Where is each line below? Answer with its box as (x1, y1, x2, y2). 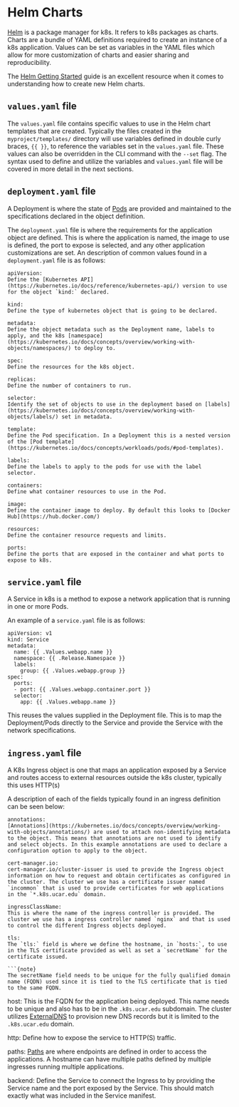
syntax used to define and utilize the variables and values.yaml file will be (7, 157, 223, 165)
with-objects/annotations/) (7, 828, 91, 836)
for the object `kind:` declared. (7, 288, 110, 296)
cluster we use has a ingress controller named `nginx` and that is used (7, 916, 231, 923)
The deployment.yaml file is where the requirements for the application (7, 225, 213, 234)
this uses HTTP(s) (7, 781, 60, 790)
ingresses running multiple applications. (7, 1063, 124, 1071)
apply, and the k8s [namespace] (7, 332, 103, 339)
